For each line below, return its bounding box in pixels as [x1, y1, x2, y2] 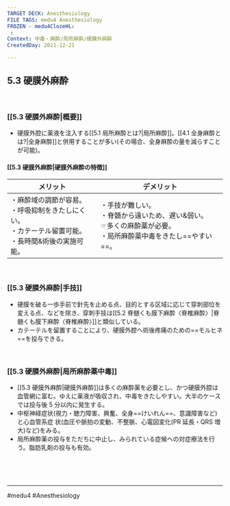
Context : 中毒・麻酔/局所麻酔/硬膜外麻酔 [7, 36, 113, 43]
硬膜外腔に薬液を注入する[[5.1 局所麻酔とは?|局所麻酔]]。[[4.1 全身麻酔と [16, 129, 221, 137]
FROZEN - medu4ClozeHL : [7, 23, 75, 29]
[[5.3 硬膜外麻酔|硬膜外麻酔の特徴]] [7, 162, 107, 171]
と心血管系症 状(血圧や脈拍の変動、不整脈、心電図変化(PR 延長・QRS [16, 418, 214, 426]
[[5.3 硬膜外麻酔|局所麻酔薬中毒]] [7, 366, 118, 376]
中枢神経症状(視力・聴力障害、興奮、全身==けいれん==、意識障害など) [16, 409, 218, 417]
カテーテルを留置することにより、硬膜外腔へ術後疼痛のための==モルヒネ [16, 326, 223, 334]
